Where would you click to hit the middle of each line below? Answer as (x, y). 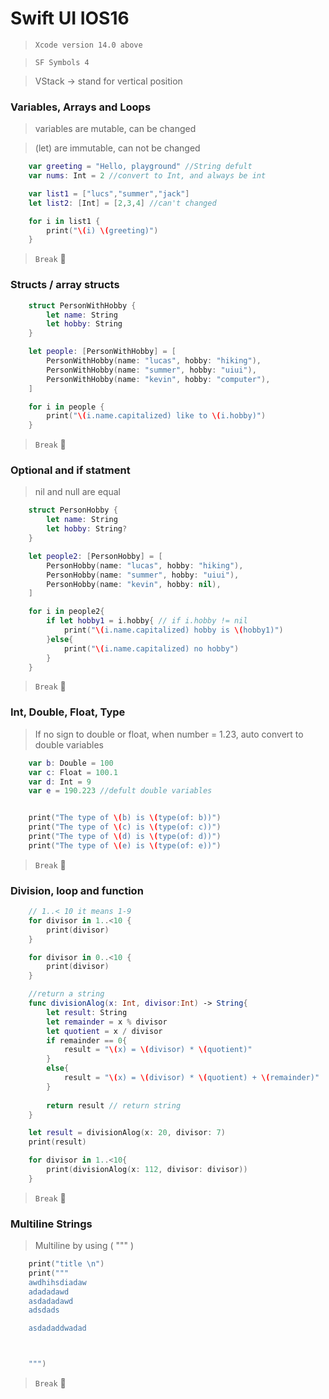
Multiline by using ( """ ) (84, 1246)
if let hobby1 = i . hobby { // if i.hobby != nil (147, 621)
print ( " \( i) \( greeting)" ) (102, 230)
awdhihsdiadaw (57, 1282)
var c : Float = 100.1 (73, 772)
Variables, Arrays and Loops (81, 107)
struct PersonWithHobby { (82, 305)
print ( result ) (57, 1142)
